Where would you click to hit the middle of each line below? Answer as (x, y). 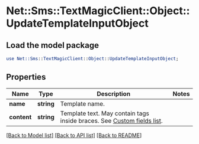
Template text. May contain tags (105, 113)
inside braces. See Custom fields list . (111, 120)
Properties (26, 77)
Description (114, 94)
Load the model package (53, 45)
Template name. (82, 103)
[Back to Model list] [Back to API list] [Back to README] (74, 135)
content (20, 117)
